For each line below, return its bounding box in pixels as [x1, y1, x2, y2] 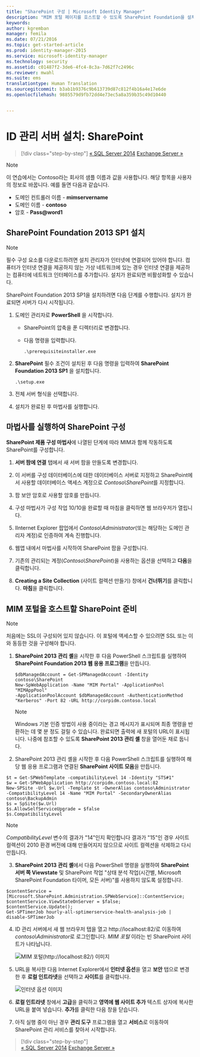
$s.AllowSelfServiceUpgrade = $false [6, 806, 100, 812]
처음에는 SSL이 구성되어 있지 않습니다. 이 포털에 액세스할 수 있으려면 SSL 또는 [6, 632, 187, 640]
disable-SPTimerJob [6, 915, 55, 921]
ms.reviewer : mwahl [6, 70, 55, 76]
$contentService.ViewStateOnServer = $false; [6, 899, 121, 905]
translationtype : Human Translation [6, 81, 97, 87]
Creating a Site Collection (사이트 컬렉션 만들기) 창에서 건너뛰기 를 [14, 577, 173, 584]
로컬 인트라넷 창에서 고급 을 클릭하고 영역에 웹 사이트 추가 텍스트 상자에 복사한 [14, 999, 193, 1006]
